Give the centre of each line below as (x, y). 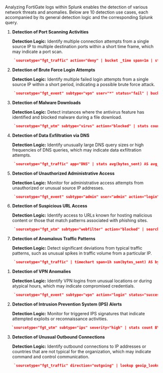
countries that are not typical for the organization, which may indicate (81, 351)
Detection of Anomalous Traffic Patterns (54, 239)
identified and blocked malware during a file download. (67, 117)
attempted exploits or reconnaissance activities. (60, 319)
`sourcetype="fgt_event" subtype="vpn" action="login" (70, 295)
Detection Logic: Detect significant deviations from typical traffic (77, 248)
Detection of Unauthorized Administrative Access (63, 173)
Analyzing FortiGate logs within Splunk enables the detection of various (76, 7)
